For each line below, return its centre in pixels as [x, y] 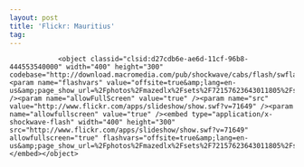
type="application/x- [232, 115]
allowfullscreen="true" [54, 138]
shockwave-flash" [42, 123]
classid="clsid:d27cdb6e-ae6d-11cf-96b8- [169, 60]
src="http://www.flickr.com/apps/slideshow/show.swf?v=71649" [129, 130]
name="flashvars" [70, 83]
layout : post [34, 18]
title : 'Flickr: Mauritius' [62, 26]
